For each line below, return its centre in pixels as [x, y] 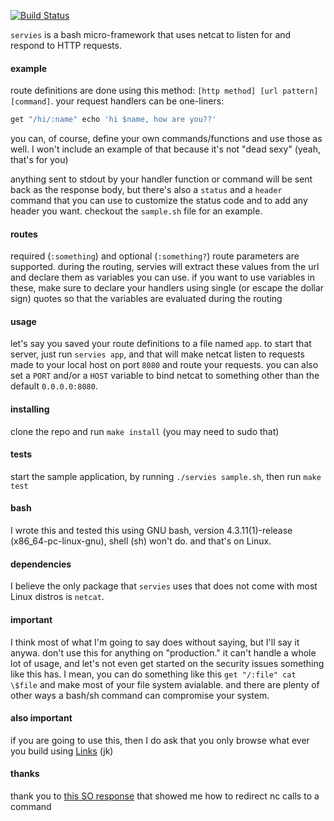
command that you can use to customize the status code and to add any [159, 201]
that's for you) [39, 160]
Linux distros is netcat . [57, 597]
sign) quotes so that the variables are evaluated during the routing [146, 299]
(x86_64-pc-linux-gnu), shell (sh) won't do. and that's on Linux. [141, 541]
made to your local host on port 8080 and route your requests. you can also [164, 365]
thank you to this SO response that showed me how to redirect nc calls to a [165, 796]
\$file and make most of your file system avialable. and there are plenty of [165, 684]
